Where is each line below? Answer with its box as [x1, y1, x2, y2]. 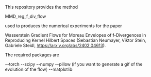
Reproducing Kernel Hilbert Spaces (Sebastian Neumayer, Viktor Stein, [5, 37, 147, 43]
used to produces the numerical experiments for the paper [5, 23, 122, 29]
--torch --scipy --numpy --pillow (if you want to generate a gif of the [5, 62, 143, 67]
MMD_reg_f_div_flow [5, 14, 46, 19]
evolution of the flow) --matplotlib [5, 66, 73, 72]
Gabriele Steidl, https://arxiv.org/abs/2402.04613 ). [5, 43, 106, 48]
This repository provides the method [5, 4, 78, 10]
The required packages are [5, 52, 59, 58]
